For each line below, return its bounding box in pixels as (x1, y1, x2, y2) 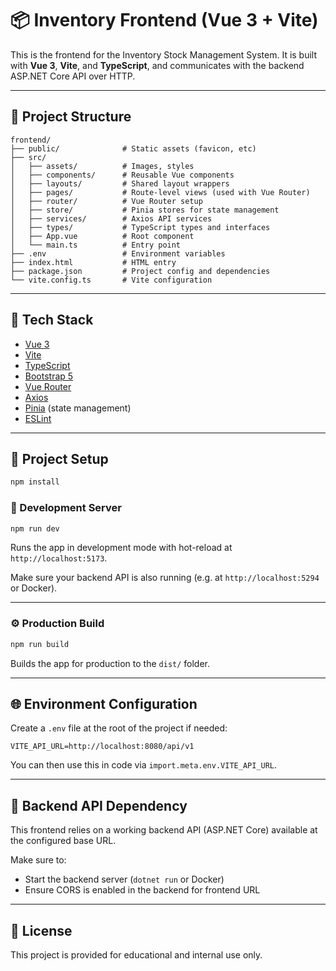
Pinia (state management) (24, 402, 132, 414)
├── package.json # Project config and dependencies (10, 266, 271, 276)
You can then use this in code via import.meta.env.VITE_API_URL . (10, 759, 278, 771)
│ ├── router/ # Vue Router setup (10, 196, 203, 206)
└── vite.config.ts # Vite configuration (10, 275, 213, 285)
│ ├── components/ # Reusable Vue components (10, 170, 235, 180)
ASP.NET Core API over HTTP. (10, 70, 136, 82)
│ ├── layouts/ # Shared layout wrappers (10, 178, 230, 189)
